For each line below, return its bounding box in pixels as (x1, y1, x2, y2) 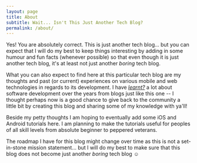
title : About (6, 14, 38, 20)
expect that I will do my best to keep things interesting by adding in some (6, 48, 183, 55)
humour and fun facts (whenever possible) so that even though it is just (6, 54, 179, 61)
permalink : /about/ (6, 25, 54, 31)
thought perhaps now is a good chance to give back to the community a (6, 97, 181, 104)
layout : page (6, 8, 38, 15)
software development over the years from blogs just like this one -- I (6, 90, 174, 97)
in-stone (6, 144, 26, 151)
